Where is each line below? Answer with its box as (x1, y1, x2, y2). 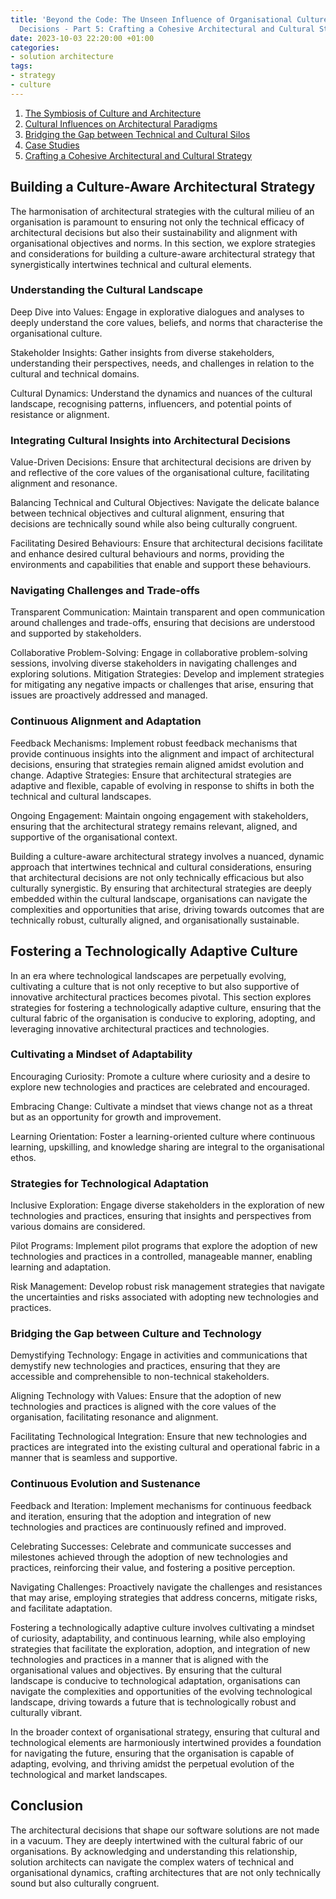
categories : (10, 42, 60, 53)
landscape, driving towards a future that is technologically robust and (10, 1696, 297, 1708)
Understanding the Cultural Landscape (10, 283, 203, 297)
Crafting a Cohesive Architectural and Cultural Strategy (24, 149, 253, 161)
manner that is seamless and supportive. (10, 1452, 178, 1464)
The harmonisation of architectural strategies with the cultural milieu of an (10, 205, 315, 217)
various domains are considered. (10, 1221, 146, 1233)
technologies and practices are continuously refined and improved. (10, 1521, 287, 1533)
